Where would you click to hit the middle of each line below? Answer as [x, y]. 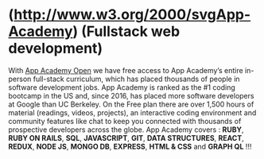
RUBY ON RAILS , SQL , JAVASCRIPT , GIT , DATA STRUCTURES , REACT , [126, 138]
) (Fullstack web [126, 31]
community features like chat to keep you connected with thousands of [125, 121]
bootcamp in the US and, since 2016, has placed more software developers [131, 95]
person [20, 79]
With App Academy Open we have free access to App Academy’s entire [126, 70]
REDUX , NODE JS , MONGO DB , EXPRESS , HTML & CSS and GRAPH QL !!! [130, 146]
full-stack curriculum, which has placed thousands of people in [136, 79]
